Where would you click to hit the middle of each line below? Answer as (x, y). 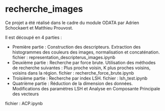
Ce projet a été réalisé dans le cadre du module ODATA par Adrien (72, 23)
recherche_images (44, 9)
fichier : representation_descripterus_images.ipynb (64, 57)
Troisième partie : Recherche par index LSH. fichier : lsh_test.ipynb (80, 78)
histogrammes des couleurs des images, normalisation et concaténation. (86, 52)
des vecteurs (26, 94)
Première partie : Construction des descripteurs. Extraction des (76, 47)
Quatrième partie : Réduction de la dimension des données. (72, 83)
